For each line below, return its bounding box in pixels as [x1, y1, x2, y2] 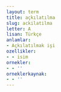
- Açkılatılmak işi [6, 43, 56, 49]
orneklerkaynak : [6, 71, 47, 77]
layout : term [6, 8, 39, 15]
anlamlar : [6, 37, 31, 43]
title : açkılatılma [6, 15, 56, 21]
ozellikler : [6, 48, 36, 54]
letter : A [6, 25, 31, 32]
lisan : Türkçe [6, 31, 42, 38]
